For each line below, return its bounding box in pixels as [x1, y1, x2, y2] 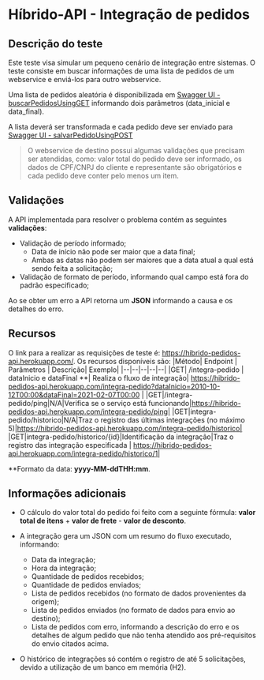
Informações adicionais [8, 487, 127, 501]
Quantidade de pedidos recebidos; [31, 572, 144, 581]
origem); [31, 597, 60, 607]
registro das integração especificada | [8, 440, 132, 449]
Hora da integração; [31, 563, 97, 573]
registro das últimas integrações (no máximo [100, 415, 246, 424]
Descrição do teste [8, 37, 103, 51]
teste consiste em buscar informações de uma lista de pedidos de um [8, 66, 235, 76]
